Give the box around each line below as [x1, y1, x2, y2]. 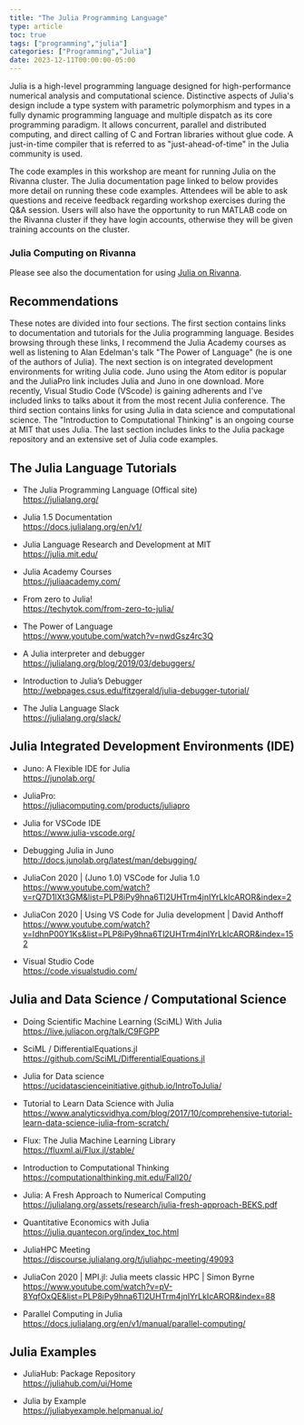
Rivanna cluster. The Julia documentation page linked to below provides [9, 176, 279, 187]
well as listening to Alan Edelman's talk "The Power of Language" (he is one [9, 347, 293, 358]
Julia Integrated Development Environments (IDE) [9, 739, 295, 754]
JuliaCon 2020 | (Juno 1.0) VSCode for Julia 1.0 [22, 872, 201, 883]
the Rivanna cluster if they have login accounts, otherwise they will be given [9, 215, 293, 225]
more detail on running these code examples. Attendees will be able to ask [9, 186, 289, 196]
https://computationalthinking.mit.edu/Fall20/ [22, 1171, 192, 1183]
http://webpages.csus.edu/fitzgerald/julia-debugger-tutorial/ [22, 684, 250, 696]
